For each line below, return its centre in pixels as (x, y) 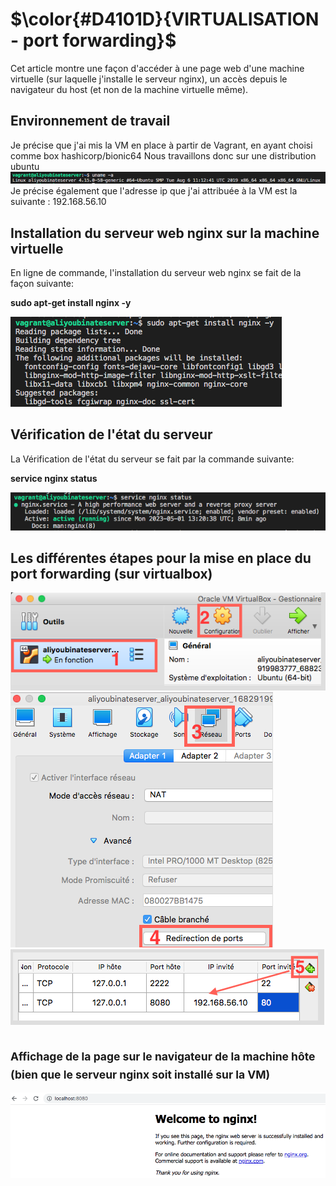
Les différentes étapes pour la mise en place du (161, 558)
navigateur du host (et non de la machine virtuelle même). (129, 89)
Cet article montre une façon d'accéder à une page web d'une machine (157, 68)
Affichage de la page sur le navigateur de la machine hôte (163, 1056)
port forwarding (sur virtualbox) (111, 574)
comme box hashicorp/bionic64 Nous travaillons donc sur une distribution (163, 155)
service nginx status (54, 478)
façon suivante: (42, 283)
